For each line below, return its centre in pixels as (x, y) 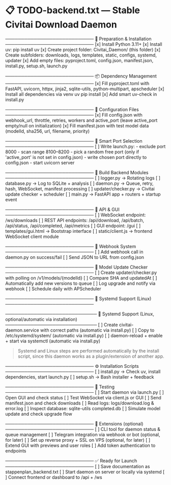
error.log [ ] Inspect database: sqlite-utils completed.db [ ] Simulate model (83, 408)
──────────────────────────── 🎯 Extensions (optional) (74, 423)
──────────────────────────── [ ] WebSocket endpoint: (76, 214)
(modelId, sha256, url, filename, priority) (48, 131)
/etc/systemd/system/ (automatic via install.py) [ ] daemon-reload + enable (84, 335)
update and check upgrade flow (39, 414)
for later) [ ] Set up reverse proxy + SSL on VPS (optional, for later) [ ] (78, 440)
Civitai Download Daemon (61, 25)
